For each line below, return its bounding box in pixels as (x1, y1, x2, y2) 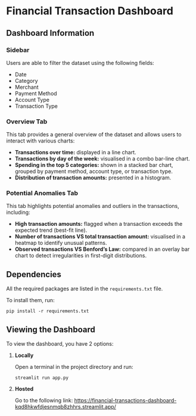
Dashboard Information (6, 28, 95, 38)
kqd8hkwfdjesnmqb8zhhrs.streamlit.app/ (14, 403, 116, 411)
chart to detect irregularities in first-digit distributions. (14, 252, 147, 259)
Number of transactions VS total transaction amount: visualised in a (14, 233, 186, 240)
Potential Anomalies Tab (6, 189, 79, 197)
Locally (14, 352, 34, 359)
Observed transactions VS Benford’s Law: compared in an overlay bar (14, 246, 190, 253)
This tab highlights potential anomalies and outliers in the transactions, (6, 203, 180, 210)
